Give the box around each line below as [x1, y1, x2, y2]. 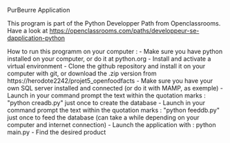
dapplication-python [7, 34, 66, 42]
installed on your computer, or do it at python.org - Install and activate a [7, 55, 211, 63]
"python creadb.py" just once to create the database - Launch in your [7, 99, 206, 106]
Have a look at [7, 27, 48, 35]
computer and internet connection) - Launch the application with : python [7, 121, 216, 128]
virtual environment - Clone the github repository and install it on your [7, 62, 206, 70]
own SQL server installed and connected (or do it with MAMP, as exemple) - [7, 84, 223, 92]
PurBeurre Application [7, 6, 70, 14]
